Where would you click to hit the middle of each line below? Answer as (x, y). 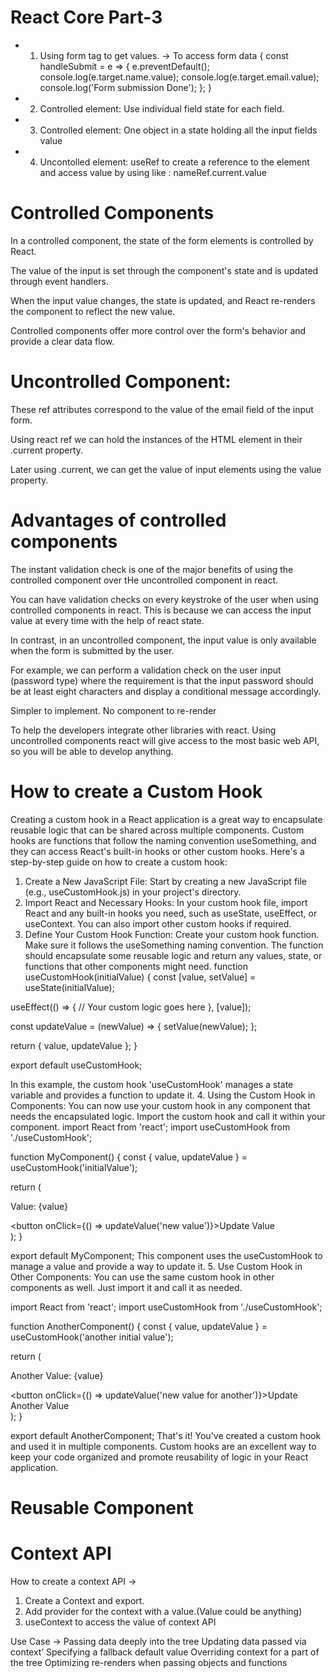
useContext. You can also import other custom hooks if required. (158, 923)
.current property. (47, 450)
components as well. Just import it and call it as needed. (126, 1287)
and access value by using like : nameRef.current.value (153, 172)
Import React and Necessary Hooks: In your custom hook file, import (166, 902)
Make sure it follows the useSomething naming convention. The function (174, 945)
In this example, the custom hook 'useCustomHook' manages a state (152, 1084)
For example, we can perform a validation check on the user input (146, 670)
